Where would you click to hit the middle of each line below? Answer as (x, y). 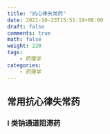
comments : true (29, 33)
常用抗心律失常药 (44, 101)
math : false (24, 40)
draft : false (26, 26)
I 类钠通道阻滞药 (34, 123)
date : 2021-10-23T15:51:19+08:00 (55, 20)
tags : (15, 53)
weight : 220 (24, 46)
